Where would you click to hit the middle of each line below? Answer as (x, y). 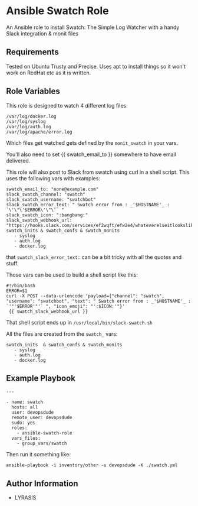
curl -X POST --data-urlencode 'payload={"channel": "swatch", (85, 296)
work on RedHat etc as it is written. (49, 73)
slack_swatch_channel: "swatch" (46, 194)
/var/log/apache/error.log (39, 132)
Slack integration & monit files (42, 33)
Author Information (42, 483)
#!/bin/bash (21, 286)
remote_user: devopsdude (42, 418)
